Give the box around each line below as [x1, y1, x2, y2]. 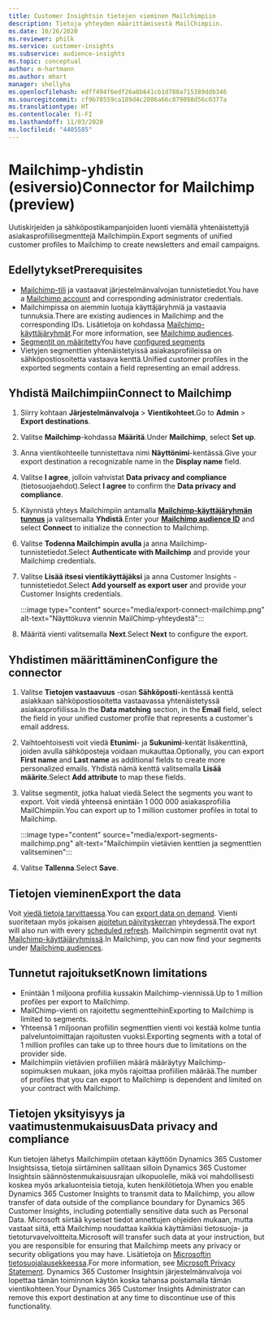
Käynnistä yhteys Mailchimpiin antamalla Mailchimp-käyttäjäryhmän [19, 506, 253, 516]
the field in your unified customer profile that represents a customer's [19, 714, 253, 723]
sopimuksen [19, 1066, 62, 1075]
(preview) [8, 195, 76, 213]
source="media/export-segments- [102, 830, 218, 840]
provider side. [19, 1049, 67, 1058]
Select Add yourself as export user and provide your [68, 580, 247, 591]
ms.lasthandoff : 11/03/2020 [8, 118, 104, 126]
